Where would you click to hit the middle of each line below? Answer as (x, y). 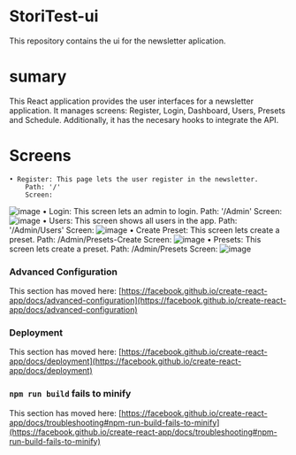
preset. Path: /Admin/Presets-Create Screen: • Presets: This (135, 239)
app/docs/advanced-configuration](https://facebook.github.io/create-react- (148, 301)
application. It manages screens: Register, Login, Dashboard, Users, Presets (147, 110)
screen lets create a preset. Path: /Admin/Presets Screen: (114, 249)
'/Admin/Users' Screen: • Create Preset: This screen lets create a (144, 230)
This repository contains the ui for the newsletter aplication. (118, 41)
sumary (38, 77)
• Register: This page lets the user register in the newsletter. (134, 179)
